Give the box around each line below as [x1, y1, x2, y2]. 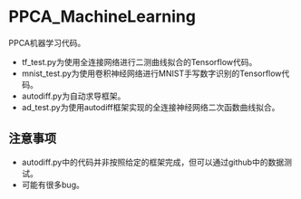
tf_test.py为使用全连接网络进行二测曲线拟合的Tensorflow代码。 [21, 56, 257, 67]
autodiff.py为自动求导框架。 [21, 90, 126, 101]
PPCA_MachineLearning [8, 6, 197, 27]
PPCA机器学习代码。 [8, 37, 86, 48]
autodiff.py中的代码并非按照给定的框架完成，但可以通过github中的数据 [21, 156, 285, 167]
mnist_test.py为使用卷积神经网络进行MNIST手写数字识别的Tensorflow [21, 68, 282, 79]
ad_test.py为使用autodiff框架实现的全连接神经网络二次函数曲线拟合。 [21, 101, 280, 112]
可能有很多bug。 [21, 179, 85, 190]
